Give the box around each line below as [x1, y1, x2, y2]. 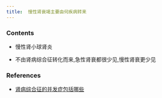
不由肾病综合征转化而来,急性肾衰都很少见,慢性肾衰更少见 [15, 55, 156, 63]
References [6, 71, 41, 79]
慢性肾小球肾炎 [15, 43, 53, 50]
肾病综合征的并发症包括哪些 [15, 85, 85, 93]
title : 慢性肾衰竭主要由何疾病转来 [6, 8, 86, 15]
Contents [6, 28, 34, 37]
